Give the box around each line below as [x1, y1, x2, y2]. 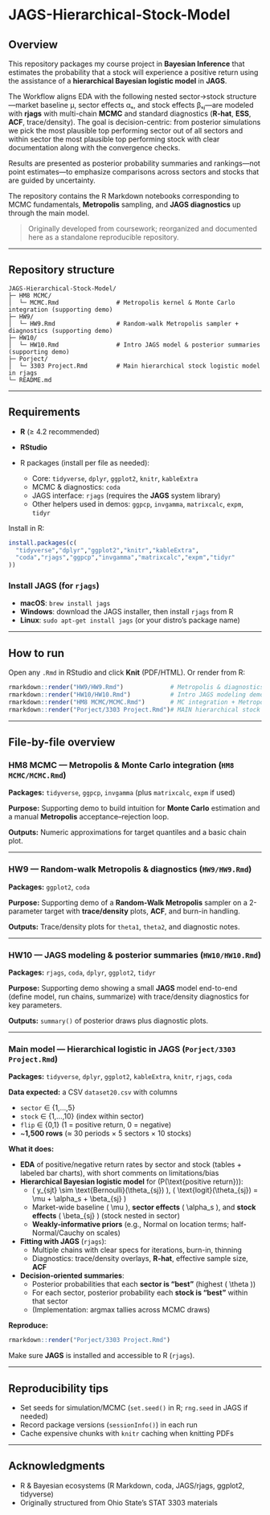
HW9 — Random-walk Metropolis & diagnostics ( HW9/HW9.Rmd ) [8, 864, 252, 875]
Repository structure [8, 263, 115, 277]
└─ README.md [8, 376, 52, 384]
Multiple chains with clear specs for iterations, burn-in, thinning [31, 1245, 243, 1255]
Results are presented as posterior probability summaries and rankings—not [8, 158, 261, 168]
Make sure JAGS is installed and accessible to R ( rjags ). [8, 1351, 195, 1361]
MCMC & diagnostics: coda [31, 482, 121, 491]
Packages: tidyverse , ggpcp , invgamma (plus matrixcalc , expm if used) [8, 788, 235, 798]
